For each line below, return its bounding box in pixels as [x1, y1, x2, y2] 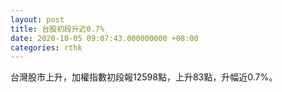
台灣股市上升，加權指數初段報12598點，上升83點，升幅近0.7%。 [10, 71, 278, 83]
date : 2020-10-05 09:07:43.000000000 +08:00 [10, 33, 199, 43]
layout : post [10, 14, 65, 25]
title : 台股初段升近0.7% [10, 24, 105, 34]
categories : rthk [10, 42, 83, 53]
